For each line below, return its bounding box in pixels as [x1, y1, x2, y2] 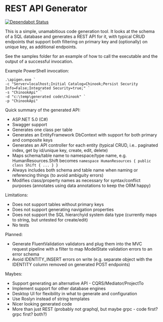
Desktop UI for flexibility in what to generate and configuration [12, 290, 137, 296]
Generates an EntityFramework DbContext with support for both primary [12, 132, 157, 137]
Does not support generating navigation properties [12, 206, 114, 212]
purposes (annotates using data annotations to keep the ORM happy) [12, 183, 151, 188]
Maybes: [5, 271, 23, 277]
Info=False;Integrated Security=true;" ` [5, 85, 91, 90]
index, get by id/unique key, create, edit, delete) [12, 147, 108, 153]
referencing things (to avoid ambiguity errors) [12, 172, 104, 178]
